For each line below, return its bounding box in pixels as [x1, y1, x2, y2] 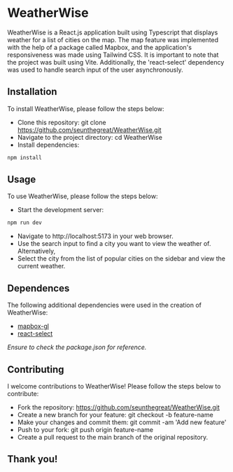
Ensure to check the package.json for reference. [7, 343, 147, 352]
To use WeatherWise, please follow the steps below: [7, 192, 158, 201]
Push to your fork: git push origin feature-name [17, 425, 154, 433]
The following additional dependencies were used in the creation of [7, 301, 202, 310]
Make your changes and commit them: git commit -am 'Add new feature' [17, 418, 227, 426]
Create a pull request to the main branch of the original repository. [17, 433, 209, 441]
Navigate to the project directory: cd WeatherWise [17, 133, 163, 141]
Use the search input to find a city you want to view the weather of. [17, 240, 211, 248]
